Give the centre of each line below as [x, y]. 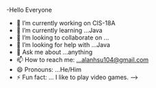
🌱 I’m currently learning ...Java [60, 30]
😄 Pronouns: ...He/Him [49, 70]
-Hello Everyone [29, 10]
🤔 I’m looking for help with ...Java [63, 45]
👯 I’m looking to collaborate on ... [63, 38]
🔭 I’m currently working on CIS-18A [66, 23]
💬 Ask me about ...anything [54, 52]
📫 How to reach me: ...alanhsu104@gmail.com [82, 60]
